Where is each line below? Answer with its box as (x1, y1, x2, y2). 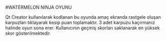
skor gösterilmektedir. (5, 30, 51, 36)
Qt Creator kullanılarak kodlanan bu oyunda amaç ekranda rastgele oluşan (5, 14, 161, 20)
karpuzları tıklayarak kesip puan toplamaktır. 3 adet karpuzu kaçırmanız (5, 20, 155, 25)
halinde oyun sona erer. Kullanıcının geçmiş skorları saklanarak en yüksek (5, 25, 160, 31)
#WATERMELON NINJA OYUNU (5, 5, 72, 10)
